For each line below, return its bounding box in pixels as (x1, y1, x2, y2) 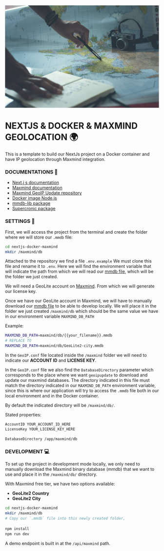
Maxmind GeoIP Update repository (12, 190, 82, 196)
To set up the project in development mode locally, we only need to (5, 461, 140, 467)
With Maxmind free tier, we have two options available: (5, 481, 115, 487)
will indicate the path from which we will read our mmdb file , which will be (5, 268, 154, 274)
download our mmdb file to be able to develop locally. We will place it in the (5, 303, 157, 309)
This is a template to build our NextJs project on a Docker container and (5, 151, 150, 157)
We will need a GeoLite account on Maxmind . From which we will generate (5, 283, 155, 289)
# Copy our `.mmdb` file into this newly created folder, (5, 516, 125, 521)
